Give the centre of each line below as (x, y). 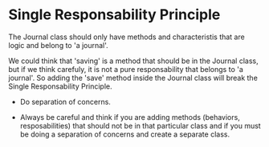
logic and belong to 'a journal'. (58, 45)
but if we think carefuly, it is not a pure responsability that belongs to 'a (126, 69)
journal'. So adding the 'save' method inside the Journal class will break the (133, 77)
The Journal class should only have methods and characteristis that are (126, 37)
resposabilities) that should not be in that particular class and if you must (140, 125)
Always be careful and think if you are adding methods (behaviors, (130, 117)
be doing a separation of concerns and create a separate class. (125, 134)
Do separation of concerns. (65, 101)
